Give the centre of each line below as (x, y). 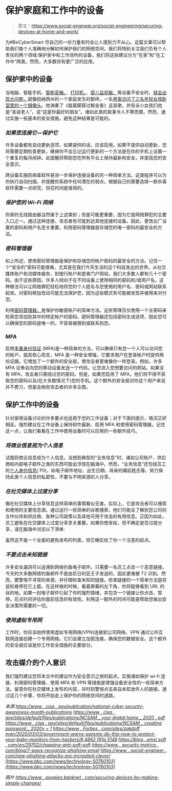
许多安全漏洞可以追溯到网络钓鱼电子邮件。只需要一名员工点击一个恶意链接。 (86, 567)
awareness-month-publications (39, 712)
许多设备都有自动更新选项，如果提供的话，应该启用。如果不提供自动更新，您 (86, 145)
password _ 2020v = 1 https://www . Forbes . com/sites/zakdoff (72, 728)
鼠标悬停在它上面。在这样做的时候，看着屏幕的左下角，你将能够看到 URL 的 (85, 586)
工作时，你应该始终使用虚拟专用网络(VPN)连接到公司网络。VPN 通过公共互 (84, 632)
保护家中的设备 (29, 79)
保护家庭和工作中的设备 (55, 11)
